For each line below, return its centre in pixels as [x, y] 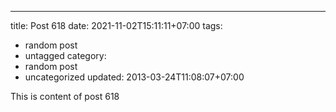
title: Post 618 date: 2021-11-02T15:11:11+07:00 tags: [116, 25]
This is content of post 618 [65, 96]
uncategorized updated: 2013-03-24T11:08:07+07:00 [134, 77]
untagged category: [65, 55]
